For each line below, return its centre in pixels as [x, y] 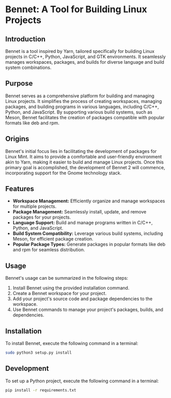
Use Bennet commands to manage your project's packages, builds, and [88, 310]
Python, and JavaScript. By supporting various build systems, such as [79, 112]
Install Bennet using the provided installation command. [71, 288]
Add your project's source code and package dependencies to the [82, 299]
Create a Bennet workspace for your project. [59, 294]
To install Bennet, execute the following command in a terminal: [72, 343]
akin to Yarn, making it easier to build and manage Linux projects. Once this [85, 162]
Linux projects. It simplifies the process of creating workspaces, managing [84, 101]
